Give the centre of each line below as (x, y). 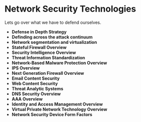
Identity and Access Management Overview (57, 104)
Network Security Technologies (70, 9)
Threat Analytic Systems (38, 88)
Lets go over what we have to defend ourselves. (53, 22)
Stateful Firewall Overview (39, 47)
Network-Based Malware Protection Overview (59, 63)
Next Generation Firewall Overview (48, 73)
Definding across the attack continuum (52, 37)
